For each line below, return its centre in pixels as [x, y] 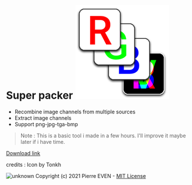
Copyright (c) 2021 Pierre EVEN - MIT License [91, 176]
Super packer [40, 95]
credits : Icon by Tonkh [34, 164]
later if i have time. [43, 142]
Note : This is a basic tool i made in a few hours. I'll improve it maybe [103, 135]
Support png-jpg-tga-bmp [46, 124]
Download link [23, 153]
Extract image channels [43, 118]
